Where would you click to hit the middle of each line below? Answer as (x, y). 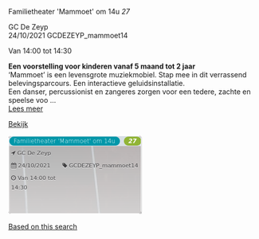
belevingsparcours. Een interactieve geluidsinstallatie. (97, 83)
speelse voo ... (32, 100)
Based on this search (43, 227)
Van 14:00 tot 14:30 (40, 51)
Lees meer (26, 108)
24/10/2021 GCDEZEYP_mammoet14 (68, 35)
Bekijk (18, 124)
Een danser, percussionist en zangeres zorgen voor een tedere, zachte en (129, 92)
